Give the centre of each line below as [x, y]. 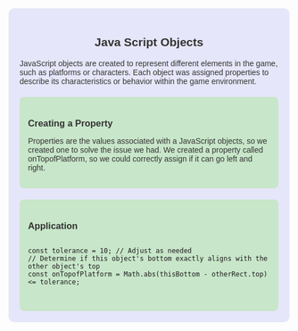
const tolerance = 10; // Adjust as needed [110, 251]
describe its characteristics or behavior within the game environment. [138, 81]
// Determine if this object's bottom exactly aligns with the [148, 258]
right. [37, 167]
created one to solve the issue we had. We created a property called [146, 149]
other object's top [64, 266]
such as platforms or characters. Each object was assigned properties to [145, 72]
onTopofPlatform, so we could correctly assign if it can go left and [141, 158]
